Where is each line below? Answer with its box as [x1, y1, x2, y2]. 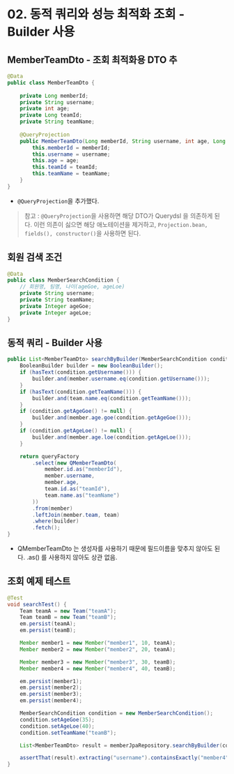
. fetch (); [32, 525, 61, 532]
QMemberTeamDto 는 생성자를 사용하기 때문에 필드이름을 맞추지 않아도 [17, 544, 213, 553]
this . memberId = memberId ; [32, 144, 111, 151]
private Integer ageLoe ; [19, 309, 92, 316]
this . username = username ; [32, 151, 111, 158]
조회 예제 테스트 [7, 576, 71, 587]
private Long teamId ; [19, 112, 82, 119]
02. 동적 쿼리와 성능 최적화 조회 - [7, 6, 185, 22]
